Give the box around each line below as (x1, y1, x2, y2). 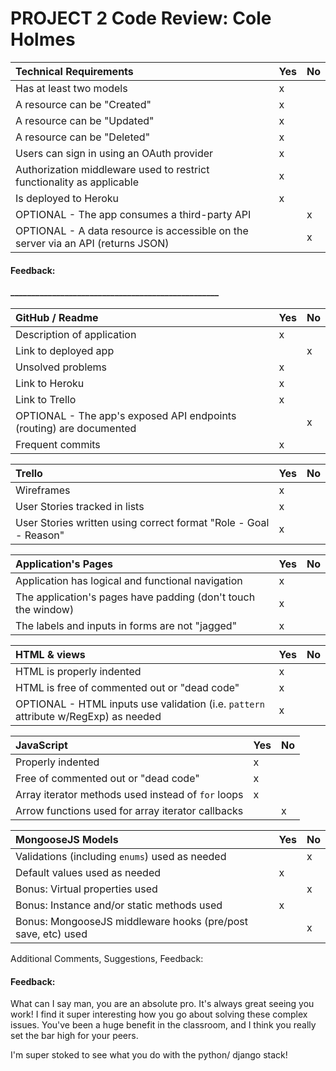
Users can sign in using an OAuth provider (15, 146, 214, 160)
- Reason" (15, 528, 65, 542)
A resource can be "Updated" (15, 113, 155, 127)
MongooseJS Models (15, 833, 119, 847)
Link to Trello (15, 393, 77, 407)
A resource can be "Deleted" (15, 130, 151, 144)
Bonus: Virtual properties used (15, 882, 158, 896)
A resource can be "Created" (15, 97, 152, 111)
